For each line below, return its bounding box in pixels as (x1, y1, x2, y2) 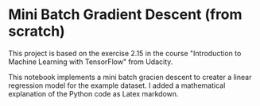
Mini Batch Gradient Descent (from (8, 6, 243, 24)
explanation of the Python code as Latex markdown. (8, 89, 179, 98)
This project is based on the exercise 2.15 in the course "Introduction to (8, 48, 242, 58)
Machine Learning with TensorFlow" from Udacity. (8, 57, 173, 66)
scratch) (8, 22, 65, 40)
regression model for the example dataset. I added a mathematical (8, 81, 226, 90)
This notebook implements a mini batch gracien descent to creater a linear (8, 72, 252, 81)
